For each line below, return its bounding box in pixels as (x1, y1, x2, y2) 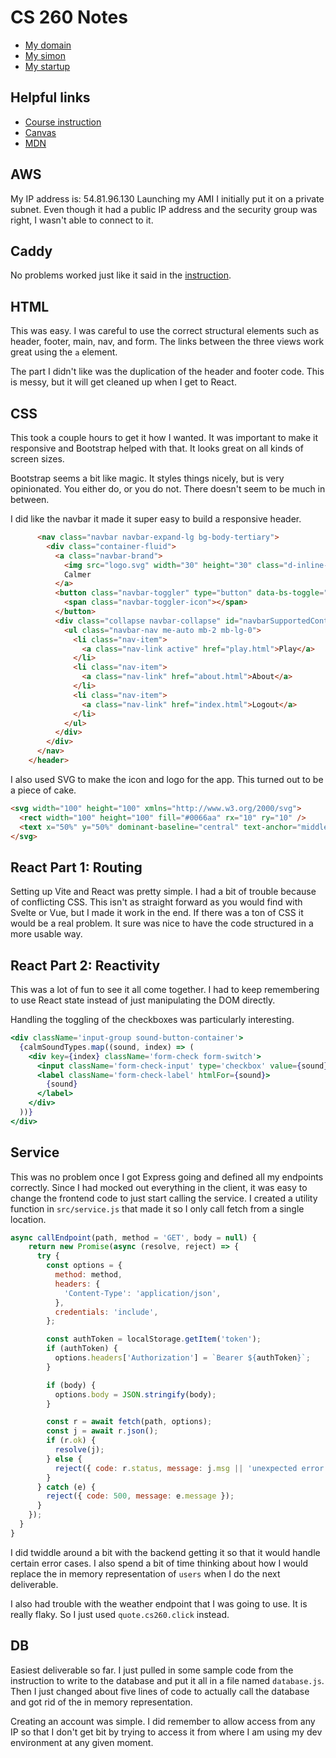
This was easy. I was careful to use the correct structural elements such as (10, 325, 320, 337)
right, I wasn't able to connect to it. (10, 214, 154, 226)
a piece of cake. (10, 784, 77, 796)
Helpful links (10, 89, 91, 106)
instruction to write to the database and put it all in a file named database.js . (10, 1674, 325, 1686)
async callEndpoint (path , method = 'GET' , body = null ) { (10, 1232, 257, 1243)
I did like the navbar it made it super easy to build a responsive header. (10, 513, 302, 525)
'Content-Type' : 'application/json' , (63, 1288, 222, 1298)
